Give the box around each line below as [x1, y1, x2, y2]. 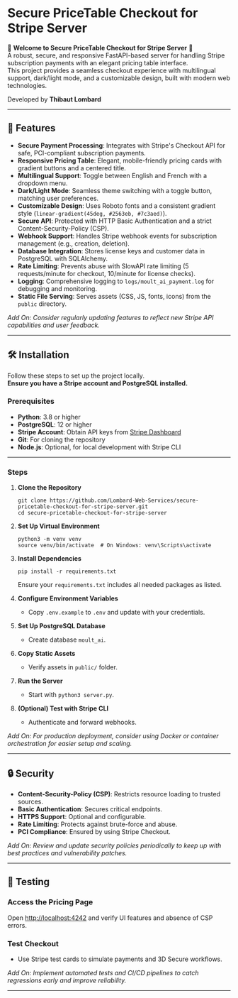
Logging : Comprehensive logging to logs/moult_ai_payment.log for [17, 277, 215, 285]
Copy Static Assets [17, 649, 76, 658]
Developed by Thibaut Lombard [7, 94, 101, 104]
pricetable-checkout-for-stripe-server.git [17, 503, 149, 510]
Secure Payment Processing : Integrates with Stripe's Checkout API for [17, 141, 225, 150]
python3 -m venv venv [17, 536, 81, 543]
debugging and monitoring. [17, 284, 98, 292]
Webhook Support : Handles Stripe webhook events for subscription [17, 231, 217, 240]
